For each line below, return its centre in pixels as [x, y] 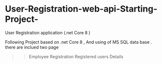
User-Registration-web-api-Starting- [81, 9]
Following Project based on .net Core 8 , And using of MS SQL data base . [79, 42]
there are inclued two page [32, 47]
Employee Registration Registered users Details [76, 56]
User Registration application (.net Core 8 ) [48, 32]
